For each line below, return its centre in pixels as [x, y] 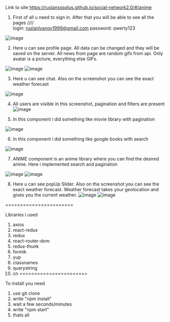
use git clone [26, 293]
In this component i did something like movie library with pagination [83, 119]
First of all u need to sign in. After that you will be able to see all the [83, 17]
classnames [25, 262]
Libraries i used [22, 215]
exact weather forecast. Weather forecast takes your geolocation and [86, 189]
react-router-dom [31, 241]
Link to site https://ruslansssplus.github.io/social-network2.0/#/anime [79, 7]
